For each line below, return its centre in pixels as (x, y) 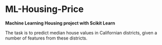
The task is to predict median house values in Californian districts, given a (81, 32)
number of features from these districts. (46, 38)
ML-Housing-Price (44, 9)
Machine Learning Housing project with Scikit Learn (60, 23)
